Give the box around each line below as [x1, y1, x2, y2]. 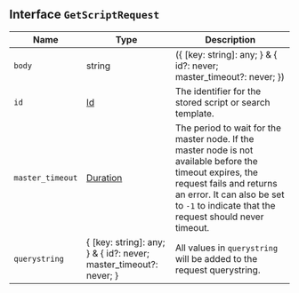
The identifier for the [174, 84, 262, 97]
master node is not [174, 144, 254, 156]
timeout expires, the [174, 166, 258, 178]
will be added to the [174, 252, 258, 265]
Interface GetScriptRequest [9, 7, 160, 22]
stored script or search [174, 96, 271, 108]
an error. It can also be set [174, 188, 285, 201]
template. [174, 107, 215, 119]
